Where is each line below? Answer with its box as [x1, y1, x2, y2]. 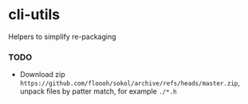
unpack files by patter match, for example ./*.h [19, 87, 177, 96]
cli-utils [8, 6, 61, 24]
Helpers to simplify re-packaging [8, 32, 117, 41]
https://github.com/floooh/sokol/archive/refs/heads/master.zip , [19, 78, 241, 88]
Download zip [19, 70, 65, 79]
